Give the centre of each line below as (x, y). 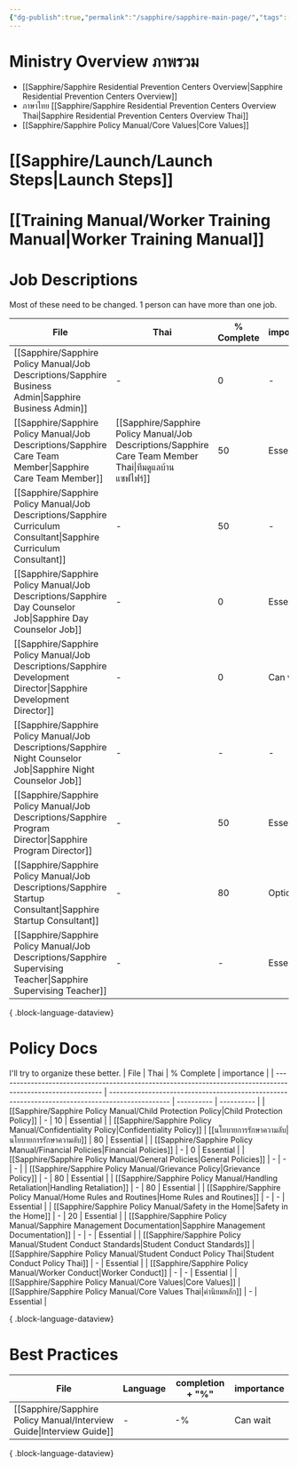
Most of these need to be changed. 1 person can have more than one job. (143, 304)
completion (200, 1383)
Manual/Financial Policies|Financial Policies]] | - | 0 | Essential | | (127, 1150)
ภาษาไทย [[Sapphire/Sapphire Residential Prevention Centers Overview (149, 105)
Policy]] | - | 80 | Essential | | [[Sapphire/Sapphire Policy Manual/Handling (143, 1178)
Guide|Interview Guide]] (64, 1431)
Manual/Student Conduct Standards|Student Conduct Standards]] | (132, 1244)
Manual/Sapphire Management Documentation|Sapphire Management (137, 1225)
